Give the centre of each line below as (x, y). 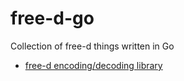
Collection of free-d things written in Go (92, 46)
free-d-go (52, 18)
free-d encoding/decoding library (93, 65)
